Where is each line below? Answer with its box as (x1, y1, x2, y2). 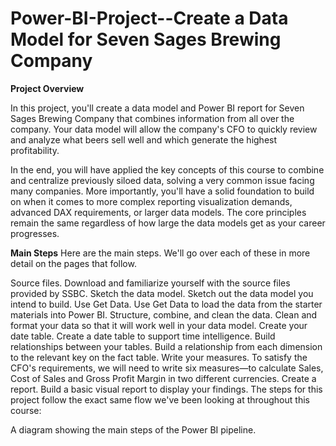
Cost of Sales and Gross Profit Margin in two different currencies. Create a (10, 372, 317, 384)
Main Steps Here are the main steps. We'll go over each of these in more (10, 247, 311, 259)
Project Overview (10, 82, 85, 94)
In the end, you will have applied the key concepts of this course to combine (10, 163, 325, 176)
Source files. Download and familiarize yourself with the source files (10, 277, 291, 289)
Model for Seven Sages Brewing (10, 28, 282, 51)
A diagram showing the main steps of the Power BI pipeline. (10, 423, 257, 436)
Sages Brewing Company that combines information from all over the (10, 112, 295, 124)
